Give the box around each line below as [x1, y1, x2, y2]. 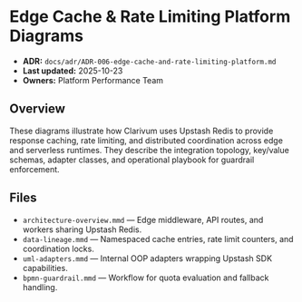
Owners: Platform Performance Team [22, 74, 164, 85]
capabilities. [22, 262, 68, 273]
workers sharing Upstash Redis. [22, 224, 142, 235]
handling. [22, 281, 58, 292]
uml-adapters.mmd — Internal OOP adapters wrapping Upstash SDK [22, 252, 273, 264]
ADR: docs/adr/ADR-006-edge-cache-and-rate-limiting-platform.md [22, 55, 277, 66]
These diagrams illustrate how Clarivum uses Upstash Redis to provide [9, 125, 274, 136]
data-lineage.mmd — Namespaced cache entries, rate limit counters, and [22, 233, 294, 244]
